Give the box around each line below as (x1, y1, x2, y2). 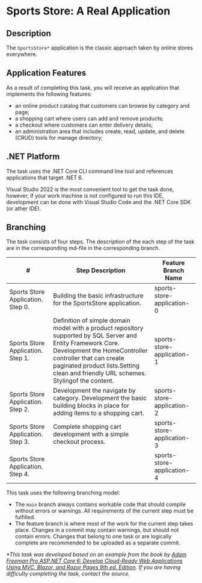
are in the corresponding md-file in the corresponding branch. (6, 245, 161, 252)
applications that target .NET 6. (6, 173, 84, 181)
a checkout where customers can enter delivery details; (14, 121, 153, 128)
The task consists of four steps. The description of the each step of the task (6, 238, 195, 245)
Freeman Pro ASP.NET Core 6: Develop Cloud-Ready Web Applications (6, 557, 183, 564)
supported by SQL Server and (53, 331, 137, 340)
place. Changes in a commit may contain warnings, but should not (14, 526, 179, 534)
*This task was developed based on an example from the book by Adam (6, 551, 187, 558)
